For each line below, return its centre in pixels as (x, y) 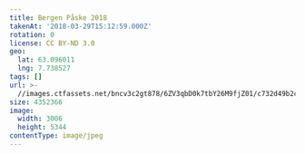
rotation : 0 (32, 34)
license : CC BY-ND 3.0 (52, 43)
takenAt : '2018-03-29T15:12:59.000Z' (81, 26)
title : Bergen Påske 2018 (58, 18)
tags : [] (26, 77)
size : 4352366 (36, 102)
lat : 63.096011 (46, 60)
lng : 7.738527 (44, 69)
